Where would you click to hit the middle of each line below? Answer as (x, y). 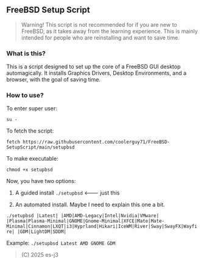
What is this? (26, 53)
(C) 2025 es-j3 (40, 255)
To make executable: (33, 159)
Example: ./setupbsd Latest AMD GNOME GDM (61, 243)
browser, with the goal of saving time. (54, 80)
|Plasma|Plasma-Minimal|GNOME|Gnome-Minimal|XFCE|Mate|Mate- (86, 221)
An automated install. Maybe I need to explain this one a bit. (90, 205)
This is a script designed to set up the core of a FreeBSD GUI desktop (93, 67)
